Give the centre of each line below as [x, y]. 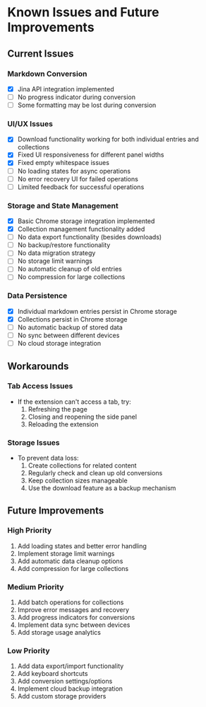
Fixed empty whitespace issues [63, 163]
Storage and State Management [63, 205]
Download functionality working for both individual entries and [108, 140]
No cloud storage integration [59, 344]
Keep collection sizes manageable [78, 481]
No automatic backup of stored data [70, 327]
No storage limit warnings [55, 261]
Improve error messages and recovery [73, 610]
